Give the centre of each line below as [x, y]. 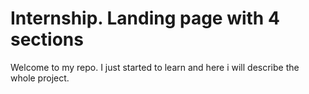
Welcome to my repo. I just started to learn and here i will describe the [155, 67]
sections [47, 39]
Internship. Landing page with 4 [145, 18]
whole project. [40, 78]
